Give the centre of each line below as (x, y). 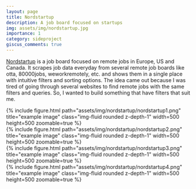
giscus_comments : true (34, 45)
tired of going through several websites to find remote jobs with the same (95, 86)
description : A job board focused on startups (64, 22)
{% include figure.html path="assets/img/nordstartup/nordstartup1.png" (94, 110)
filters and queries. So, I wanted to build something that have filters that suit (98, 93)
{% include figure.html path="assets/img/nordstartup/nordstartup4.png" (94, 167)
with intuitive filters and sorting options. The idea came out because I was (96, 80)
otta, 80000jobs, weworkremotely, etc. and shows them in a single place (94, 74)
